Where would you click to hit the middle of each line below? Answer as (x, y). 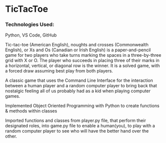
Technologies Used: (30, 25)
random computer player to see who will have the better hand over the (77, 131)
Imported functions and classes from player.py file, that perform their (76, 121)
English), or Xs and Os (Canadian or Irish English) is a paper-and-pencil (78, 50)
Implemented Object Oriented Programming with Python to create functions (82, 106)
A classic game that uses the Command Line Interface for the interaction (79, 80)
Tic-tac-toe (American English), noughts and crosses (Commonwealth (77, 45)
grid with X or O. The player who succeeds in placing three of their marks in (82, 61)
